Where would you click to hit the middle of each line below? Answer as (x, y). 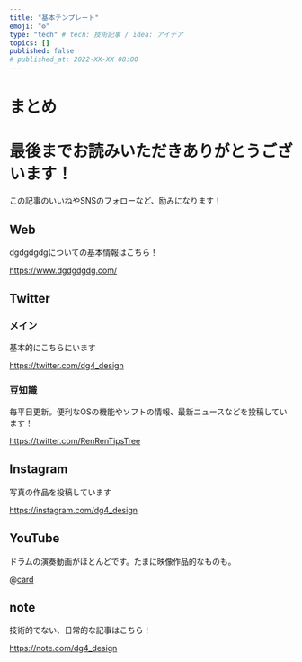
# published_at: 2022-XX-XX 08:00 (74, 59)
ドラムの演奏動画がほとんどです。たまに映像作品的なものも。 (123, 561)
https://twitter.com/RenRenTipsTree (75, 440)
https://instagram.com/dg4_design (73, 510)
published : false (42, 51)
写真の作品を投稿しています (61, 492)
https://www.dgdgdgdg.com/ (63, 270)
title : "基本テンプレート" (54, 18)
